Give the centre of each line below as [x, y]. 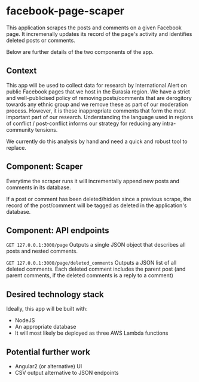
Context [22, 71]
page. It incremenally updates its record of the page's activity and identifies [99, 34]
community [20, 129]
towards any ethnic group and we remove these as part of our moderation [97, 104]
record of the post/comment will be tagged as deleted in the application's [97, 205]
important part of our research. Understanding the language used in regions [100, 117]
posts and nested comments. [42, 251]
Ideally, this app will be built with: [47, 309]
